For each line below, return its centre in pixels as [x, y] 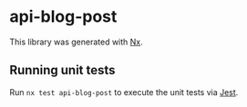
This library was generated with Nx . [76, 42]
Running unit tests [62, 70]
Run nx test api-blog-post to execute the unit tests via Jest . [124, 92]
